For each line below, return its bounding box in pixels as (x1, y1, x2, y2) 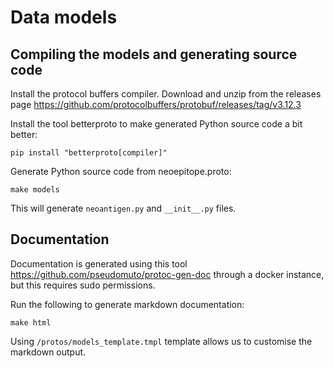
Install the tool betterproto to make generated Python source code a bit (10, 118, 303, 130)
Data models (10, 6, 118, 29)
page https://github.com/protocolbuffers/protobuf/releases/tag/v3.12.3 (10, 99, 302, 110)
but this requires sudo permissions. (10, 279, 156, 291)
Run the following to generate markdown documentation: (10, 298, 245, 310)
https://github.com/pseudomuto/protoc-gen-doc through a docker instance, (10, 268, 325, 280)
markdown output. (10, 346, 87, 358)
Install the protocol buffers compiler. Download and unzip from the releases (10, 88, 322, 100)
